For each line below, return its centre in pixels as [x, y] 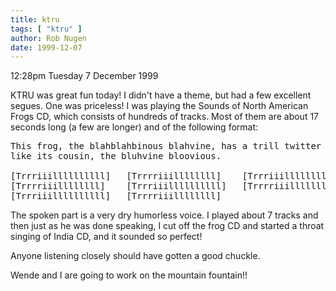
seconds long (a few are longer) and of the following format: [134, 127]
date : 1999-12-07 [46, 47]
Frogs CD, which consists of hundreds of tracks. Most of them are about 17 [165, 117]
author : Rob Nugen [48, 38]
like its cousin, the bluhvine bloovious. [116, 156]
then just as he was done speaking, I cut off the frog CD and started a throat [167, 226]
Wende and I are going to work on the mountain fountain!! [129, 275]
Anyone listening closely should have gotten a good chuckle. [135, 256]
